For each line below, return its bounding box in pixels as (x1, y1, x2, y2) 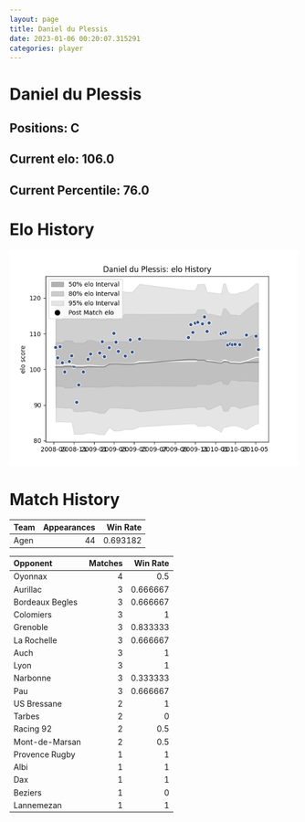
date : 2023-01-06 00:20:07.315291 (9, 34, 142, 43)
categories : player (9, 44, 84, 53)
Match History (9, 489, 121, 510)
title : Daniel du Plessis (9, 24, 108, 34)
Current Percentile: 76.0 (9, 183, 150, 198)
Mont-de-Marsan (13, 736, 82, 747)
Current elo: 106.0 (9, 152, 115, 167)
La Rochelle (13, 635, 58, 646)
